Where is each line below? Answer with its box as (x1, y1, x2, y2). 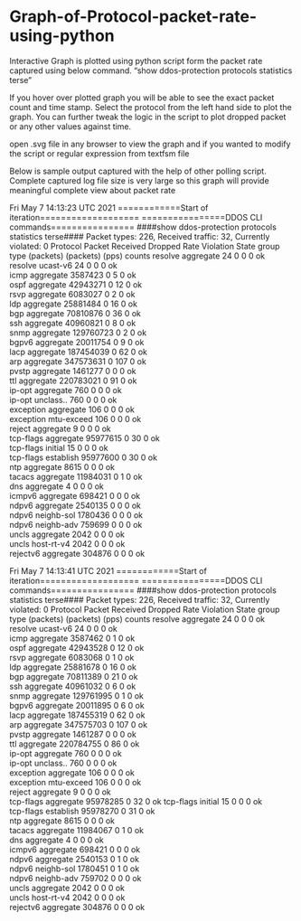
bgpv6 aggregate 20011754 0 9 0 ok (9, 336, 145, 347)
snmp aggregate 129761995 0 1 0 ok (9, 690, 145, 701)
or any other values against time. (9, 120, 132, 132)
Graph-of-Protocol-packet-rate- (9, 6, 258, 27)
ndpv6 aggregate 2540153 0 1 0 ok (9, 853, 140, 864)
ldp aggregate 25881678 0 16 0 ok (9, 662, 137, 672)
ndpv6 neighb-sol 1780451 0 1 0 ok (9, 863, 140, 874)
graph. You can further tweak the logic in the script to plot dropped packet (9, 111, 287, 122)
